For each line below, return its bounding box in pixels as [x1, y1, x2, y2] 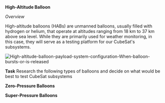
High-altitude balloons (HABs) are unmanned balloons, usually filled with [5, 23, 153, 29]
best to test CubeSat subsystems [5, 74, 72, 79]
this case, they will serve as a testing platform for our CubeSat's [5, 39, 135, 45]
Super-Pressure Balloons [5, 93, 58, 98]
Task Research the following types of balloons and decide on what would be [5, 68, 161, 74]
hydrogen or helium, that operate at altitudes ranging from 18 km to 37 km [5, 28, 155, 34]
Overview [5, 14, 25, 19]
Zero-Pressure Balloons [5, 83, 55, 89]
